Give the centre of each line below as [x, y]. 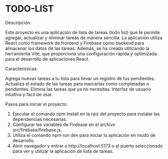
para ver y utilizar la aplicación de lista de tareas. [63, 151]
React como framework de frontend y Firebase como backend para [75, 43]
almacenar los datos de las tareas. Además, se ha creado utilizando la [77, 48]
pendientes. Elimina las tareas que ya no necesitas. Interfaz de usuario [78, 89]
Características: [22, 69]
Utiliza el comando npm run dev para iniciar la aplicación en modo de [84, 135]
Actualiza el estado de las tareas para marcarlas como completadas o [77, 84]
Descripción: [18, 23]
